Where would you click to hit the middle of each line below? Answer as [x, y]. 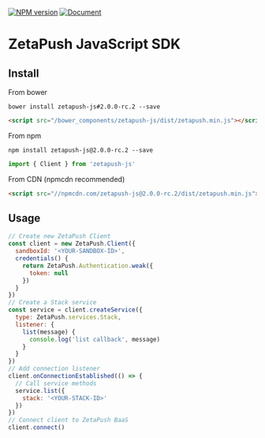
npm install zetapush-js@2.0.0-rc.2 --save [81, 150]
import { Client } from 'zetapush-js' [72, 164]
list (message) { [49, 332]
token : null [49, 273]
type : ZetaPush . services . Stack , [69, 317]
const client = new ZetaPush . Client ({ [72, 244]
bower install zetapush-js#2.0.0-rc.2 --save [84, 107]
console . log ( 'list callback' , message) [94, 339]
